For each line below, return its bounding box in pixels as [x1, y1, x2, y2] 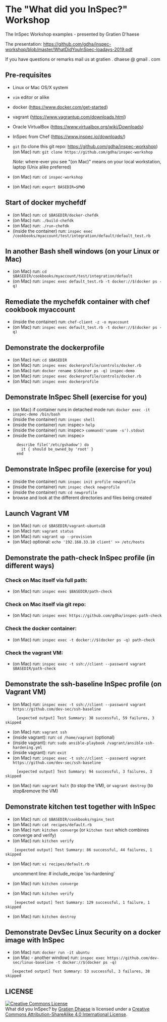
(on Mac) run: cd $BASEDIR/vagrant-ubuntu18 [12, 522, 105, 528]
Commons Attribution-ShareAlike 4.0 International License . [5, 1011, 128, 1017]
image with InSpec [5, 936, 65, 944]
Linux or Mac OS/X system [12, 84, 69, 90]
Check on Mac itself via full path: [5, 577, 88, 584]
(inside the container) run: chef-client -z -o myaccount [12, 319, 129, 325]
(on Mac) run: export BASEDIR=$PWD [12, 184, 85, 190]
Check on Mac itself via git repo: [5, 601, 86, 608]
